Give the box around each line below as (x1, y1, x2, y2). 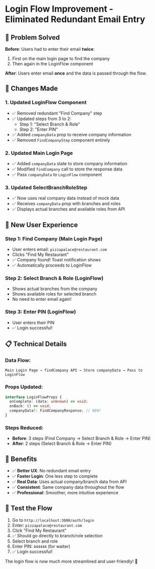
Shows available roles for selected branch (12, 291, 97, 297)
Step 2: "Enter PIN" (19, 126, 58, 132)
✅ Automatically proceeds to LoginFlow (12, 262, 92, 268)
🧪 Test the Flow (5, 504, 53, 512)
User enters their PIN (12, 319, 55, 325)
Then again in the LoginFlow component (12, 61, 94, 66)
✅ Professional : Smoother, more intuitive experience (12, 490, 118, 496)
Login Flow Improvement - (5, 3, 114, 15)
